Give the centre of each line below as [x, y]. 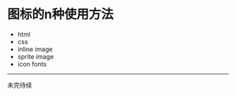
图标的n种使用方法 [60, 14]
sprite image [35, 56]
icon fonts [32, 64]
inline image [35, 49]
